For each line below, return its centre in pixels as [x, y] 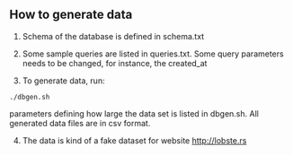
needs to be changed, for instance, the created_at [115, 63]
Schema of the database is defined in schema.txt [113, 36]
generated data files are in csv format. [80, 123]
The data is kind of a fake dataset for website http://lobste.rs [134, 140]
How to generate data [71, 15]
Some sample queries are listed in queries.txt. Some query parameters [153, 54]
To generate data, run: [63, 81]
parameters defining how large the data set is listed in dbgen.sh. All [134, 113]
